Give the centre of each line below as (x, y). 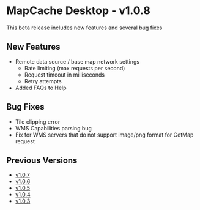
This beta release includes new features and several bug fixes (84, 28)
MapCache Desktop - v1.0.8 (79, 11)
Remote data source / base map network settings (77, 61)
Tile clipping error (38, 122)
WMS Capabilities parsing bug (53, 128)
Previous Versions (42, 160)
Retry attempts (43, 81)
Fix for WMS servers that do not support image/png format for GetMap (104, 135)
